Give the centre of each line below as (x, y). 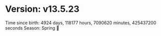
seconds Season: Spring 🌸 (32, 28)
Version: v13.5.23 (42, 9)
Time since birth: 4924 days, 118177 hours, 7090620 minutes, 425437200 (81, 23)
